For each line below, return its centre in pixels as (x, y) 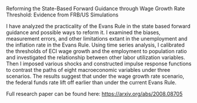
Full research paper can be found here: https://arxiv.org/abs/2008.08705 (94, 94)
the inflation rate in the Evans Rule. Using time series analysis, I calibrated (96, 45)
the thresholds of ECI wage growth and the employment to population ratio (96, 51)
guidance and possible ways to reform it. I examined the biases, (83, 32)
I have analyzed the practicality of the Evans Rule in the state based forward (98, 26)
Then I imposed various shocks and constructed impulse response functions (99, 64)
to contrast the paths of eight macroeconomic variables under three (88, 70)
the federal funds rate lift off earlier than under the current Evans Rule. (91, 82)
